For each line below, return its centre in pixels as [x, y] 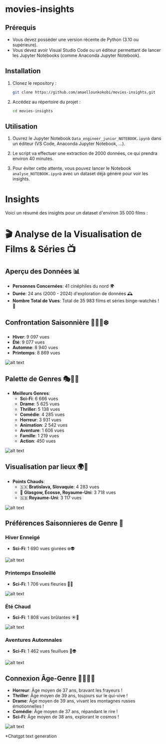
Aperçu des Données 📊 [43, 271]
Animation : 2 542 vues [44, 425]
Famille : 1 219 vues [39, 435]
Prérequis [21, 28]
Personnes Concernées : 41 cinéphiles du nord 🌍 [63, 286]
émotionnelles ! [28, 706]
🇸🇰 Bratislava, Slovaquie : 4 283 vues [60, 487]
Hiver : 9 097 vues [31, 337]
